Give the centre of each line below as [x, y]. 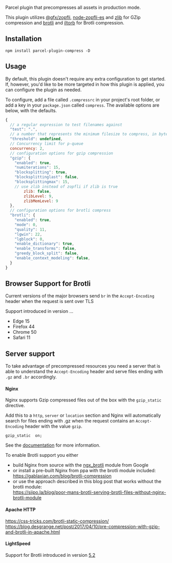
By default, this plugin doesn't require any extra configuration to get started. [85, 78]
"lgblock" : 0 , [29, 239]
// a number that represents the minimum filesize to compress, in [83, 134]
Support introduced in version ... [39, 311]
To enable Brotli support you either [42, 455]
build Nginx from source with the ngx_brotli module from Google [80, 465]
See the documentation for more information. [53, 445]
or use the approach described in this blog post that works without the [87, 481]
